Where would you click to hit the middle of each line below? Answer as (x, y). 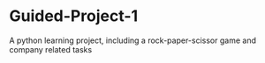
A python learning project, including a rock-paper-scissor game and (132, 40)
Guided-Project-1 (74, 16)
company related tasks (51, 49)
